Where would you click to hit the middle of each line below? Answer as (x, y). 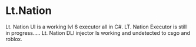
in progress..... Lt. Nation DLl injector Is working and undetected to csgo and (98, 32)
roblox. (14, 39)
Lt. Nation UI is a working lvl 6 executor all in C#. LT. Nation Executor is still (96, 27)
